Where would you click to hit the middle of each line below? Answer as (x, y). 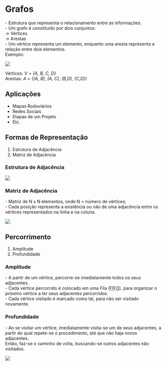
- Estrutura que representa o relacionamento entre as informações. (74, 23)
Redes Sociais (27, 111)
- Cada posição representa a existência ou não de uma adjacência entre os (82, 207)
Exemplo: (15, 54)
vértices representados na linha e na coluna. (50, 212)
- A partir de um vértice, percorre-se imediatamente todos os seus (73, 278)
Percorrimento (28, 237)
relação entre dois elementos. (35, 49)
